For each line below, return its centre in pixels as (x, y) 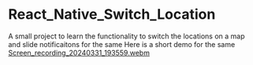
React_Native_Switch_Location (112, 14)
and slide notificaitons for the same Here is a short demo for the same (122, 44)
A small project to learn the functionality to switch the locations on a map (127, 36)
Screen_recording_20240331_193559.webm (79, 52)
